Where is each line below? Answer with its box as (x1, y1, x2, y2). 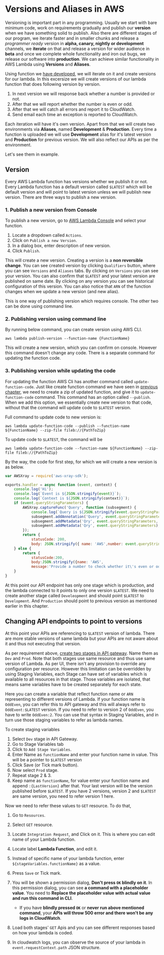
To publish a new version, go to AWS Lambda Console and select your (5, 218, 146, 223)
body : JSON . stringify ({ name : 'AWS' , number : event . (31, 541, 139, 546)
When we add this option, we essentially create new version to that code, (5, 399, 152, 405)
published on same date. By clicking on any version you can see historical (5, 278, 154, 284)
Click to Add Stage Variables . (12, 746, 72, 752)
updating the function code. (5, 355, 61, 361)
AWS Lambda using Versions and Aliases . (5, 61, 91, 67)
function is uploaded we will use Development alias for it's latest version (5, 131, 151, 137)
